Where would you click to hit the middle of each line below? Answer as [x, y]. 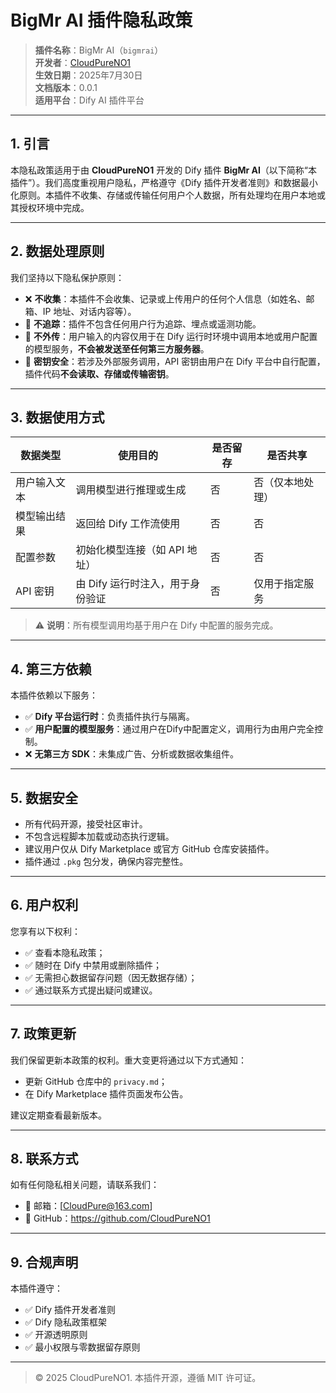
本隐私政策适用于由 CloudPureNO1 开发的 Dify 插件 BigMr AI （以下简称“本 [164, 170]
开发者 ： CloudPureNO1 [83, 62]
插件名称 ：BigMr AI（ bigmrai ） [99, 50]
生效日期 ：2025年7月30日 [88, 75]
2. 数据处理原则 [57, 251]
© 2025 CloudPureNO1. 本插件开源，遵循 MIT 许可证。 [148, 1378]
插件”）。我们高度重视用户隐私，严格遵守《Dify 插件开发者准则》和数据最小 [164, 182]
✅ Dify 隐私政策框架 [66, 1322]
